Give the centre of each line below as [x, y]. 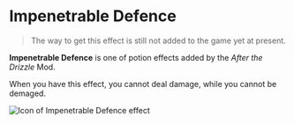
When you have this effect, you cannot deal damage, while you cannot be [143, 84]
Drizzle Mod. [32, 67]
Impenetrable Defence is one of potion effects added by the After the [136, 57]
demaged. [28, 93]
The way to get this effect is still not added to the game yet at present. [158, 40]
